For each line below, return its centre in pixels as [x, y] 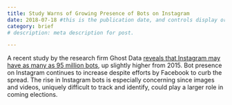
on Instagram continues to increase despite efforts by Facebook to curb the [115, 73]
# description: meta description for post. [71, 33]
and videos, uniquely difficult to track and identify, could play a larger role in [115, 87]
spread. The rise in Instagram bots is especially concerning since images [111, 80]
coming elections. [32, 95]
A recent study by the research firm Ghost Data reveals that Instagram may [114, 58]
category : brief [30, 26]
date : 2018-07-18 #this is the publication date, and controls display [112, 20]
